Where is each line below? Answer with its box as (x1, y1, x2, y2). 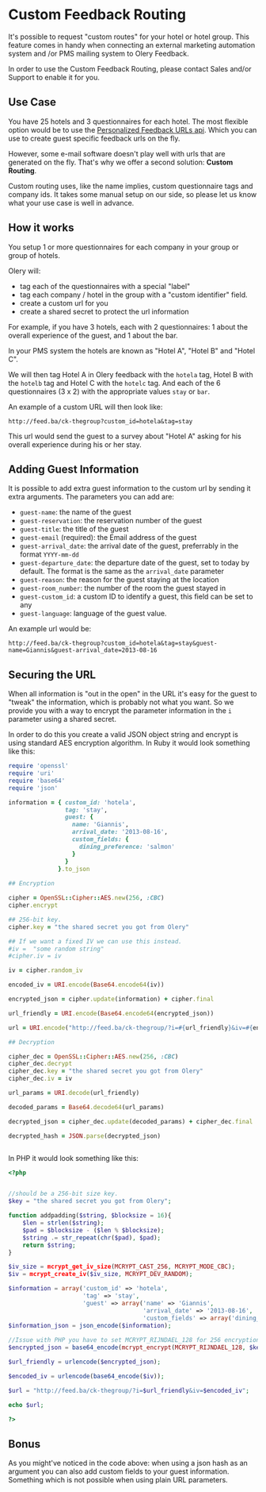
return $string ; (22, 1241, 77, 1249)
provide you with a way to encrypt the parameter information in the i (8, 706, 232, 715)
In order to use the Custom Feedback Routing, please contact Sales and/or (8, 64, 252, 73)
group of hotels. (8, 250, 61, 260)
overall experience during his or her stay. (8, 439, 142, 449)
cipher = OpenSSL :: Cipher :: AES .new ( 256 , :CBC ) (8, 894, 165, 902)
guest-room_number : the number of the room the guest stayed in (19, 584, 226, 593)
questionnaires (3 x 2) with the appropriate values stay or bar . (8, 387, 211, 396)
